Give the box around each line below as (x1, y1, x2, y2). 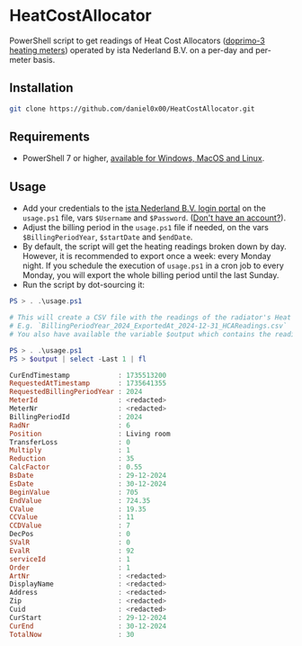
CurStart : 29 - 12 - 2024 (9, 613, 167, 622)
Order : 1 (9, 563, 130, 572)
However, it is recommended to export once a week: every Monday (22, 251, 271, 262)
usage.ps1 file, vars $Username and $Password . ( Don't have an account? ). (22, 212, 286, 223)
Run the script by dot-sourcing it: (22, 280, 146, 291)
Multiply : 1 (9, 446, 130, 455)
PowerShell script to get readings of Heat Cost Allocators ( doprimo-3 (9, 35, 265, 46)
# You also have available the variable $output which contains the (9, 329, 271, 338)
